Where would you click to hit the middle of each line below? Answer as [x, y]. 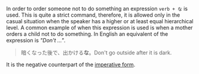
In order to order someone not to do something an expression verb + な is [97, 9]
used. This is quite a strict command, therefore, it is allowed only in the [93, 15]
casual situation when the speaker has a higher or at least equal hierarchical [100, 21]
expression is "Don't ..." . [36, 40]
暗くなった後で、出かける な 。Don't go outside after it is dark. [96, 53]
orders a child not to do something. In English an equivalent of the [87, 34]
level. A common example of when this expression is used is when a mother [99, 27]
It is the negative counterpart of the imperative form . [71, 64]
